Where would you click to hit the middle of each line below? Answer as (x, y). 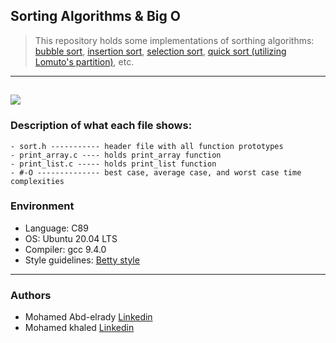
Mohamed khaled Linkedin (79, 328)
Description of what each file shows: (101, 126)
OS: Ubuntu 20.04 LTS (71, 238)
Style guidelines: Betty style (82, 260)
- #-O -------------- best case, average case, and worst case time (156, 172)
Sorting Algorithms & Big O (95, 16)
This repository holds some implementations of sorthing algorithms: (174, 40)
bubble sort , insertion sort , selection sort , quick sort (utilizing (160, 51)
